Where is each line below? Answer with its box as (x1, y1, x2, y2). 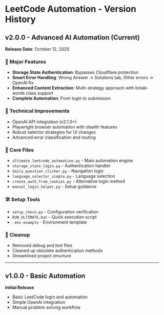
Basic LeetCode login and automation (12, 294, 88, 300)
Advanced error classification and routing (12, 134, 96, 140)
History (5, 14, 36, 25)
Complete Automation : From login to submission (12, 95, 111, 101)
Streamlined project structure (12, 253, 72, 259)
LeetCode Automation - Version (5, 3, 137, 15)
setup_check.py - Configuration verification (12, 209, 99, 215)
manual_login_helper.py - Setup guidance (12, 183, 97, 189)
